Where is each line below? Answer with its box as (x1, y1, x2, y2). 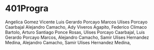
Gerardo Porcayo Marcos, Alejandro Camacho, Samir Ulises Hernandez (5, 34, 150, 40)
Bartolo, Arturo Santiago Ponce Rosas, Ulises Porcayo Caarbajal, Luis (5, 29, 145, 35)
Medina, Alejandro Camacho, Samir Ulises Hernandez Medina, (5, 39, 131, 45)
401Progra (5, 3, 49, 14)
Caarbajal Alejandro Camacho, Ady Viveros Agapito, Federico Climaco (5, 24, 147, 30)
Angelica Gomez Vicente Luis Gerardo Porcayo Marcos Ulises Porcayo (5, 19, 148, 25)
